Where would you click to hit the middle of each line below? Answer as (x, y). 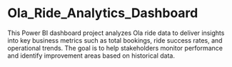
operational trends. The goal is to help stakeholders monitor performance (115, 48)
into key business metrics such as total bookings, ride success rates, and (115, 40)
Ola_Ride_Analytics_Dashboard (103, 13)
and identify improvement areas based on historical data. (91, 56)
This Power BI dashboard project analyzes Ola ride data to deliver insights (116, 33)
